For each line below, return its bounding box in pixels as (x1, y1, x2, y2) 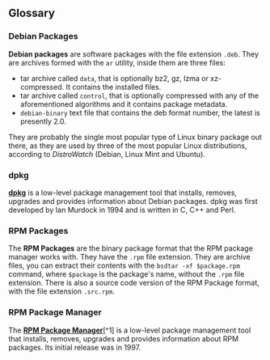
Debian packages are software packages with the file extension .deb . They (8, 49, 259, 59)
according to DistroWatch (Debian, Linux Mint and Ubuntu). (8, 149, 206, 159)
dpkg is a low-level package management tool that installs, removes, (8, 188, 237, 197)
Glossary (8, 6, 55, 20)
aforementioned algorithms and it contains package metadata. (19, 99, 228, 108)
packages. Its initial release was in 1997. (8, 342, 141, 352)
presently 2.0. (19, 116, 66, 126)
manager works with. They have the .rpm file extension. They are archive (8, 252, 251, 262)
